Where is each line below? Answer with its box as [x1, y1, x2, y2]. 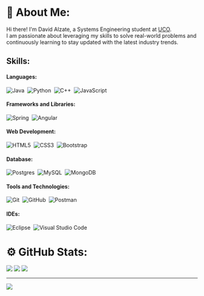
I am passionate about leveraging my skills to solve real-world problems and [6, 32, 197, 39]
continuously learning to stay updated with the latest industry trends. [6, 38, 178, 46]
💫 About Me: [6, 5, 70, 19]
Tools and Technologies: [6, 182, 70, 190]
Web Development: [6, 128, 56, 136]
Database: [6, 155, 33, 163]
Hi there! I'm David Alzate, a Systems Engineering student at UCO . [6, 26, 172, 33]
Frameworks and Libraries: [6, 100, 76, 108]
